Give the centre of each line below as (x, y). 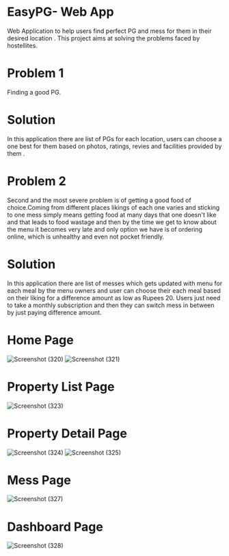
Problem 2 (37, 181)
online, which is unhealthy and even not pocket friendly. (86, 237)
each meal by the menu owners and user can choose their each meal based (114, 290)
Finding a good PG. (34, 92)
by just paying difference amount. (54, 312)
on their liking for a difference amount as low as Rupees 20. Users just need (114, 298)
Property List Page (61, 386)
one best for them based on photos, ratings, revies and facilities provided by (114, 146)
